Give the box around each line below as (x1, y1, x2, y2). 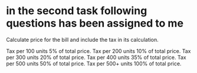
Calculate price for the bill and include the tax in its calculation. (6, 36, 159, 43)
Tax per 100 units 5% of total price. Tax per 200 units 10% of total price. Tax (6, 47, 191, 54)
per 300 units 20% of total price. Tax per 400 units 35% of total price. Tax (6, 54, 187, 61)
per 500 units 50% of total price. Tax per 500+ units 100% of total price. (6, 60, 182, 67)
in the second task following (6, 4, 147, 18)
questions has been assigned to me (6, 16, 184, 30)
